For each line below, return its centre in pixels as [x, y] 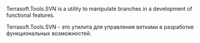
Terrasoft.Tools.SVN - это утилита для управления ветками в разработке [100, 27]
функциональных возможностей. [49, 33]
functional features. [31, 15]
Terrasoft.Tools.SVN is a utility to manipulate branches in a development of [99, 9]
